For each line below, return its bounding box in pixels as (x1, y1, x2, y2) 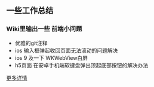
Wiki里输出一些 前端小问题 (6, 25, 82, 33)
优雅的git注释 (14, 39, 48, 46)
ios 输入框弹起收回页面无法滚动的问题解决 (14, 47, 118, 54)
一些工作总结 (6, 5, 54, 16)
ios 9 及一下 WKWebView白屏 (14, 54, 88, 61)
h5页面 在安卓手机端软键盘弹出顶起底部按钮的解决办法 (14, 62, 149, 69)
